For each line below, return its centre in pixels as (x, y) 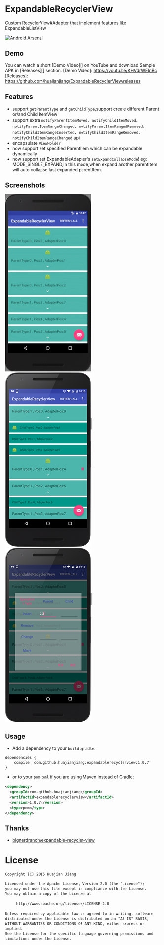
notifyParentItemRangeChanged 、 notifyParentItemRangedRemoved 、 (80, 126)
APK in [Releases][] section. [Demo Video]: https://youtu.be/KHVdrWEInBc (81, 70)
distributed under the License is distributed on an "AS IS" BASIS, (77, 919)
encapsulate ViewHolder (36, 143)
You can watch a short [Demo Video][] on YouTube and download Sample (80, 65)
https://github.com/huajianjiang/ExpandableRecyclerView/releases (73, 81)
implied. (14, 929)
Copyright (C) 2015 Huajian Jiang (41, 874)
